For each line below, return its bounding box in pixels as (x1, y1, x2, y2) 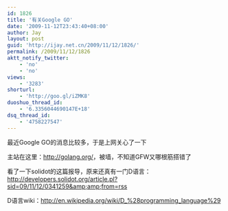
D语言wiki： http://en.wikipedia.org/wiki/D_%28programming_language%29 (7, 196, 221, 204)
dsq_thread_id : (7, 112, 51, 119)
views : (7, 73, 26, 81)
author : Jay (7, 29, 41, 36)
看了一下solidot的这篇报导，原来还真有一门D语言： (7, 167, 151, 175)
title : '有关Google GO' (7, 16, 73, 23)
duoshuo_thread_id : (7, 99, 63, 106)
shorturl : (7, 86, 36, 93)
